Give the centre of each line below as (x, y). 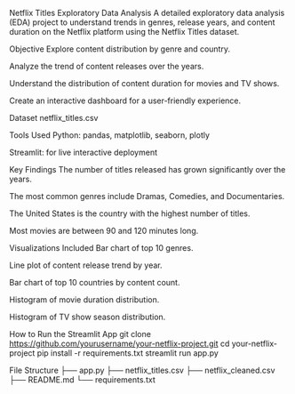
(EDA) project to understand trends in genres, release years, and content (142, 22)
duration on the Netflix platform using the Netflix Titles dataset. (124, 32)
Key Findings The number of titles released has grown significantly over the (147, 169)
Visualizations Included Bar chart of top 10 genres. (101, 248)
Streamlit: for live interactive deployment (84, 152)
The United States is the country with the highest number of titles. (130, 213)
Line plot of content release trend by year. (86, 265)
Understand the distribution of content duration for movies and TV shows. (144, 83)
